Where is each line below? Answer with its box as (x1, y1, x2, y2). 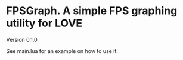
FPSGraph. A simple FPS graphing (6, 4, 178, 18)
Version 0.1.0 (6, 36, 38, 43)
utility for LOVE (6, 16, 82, 30)
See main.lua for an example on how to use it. (6, 47, 118, 54)
